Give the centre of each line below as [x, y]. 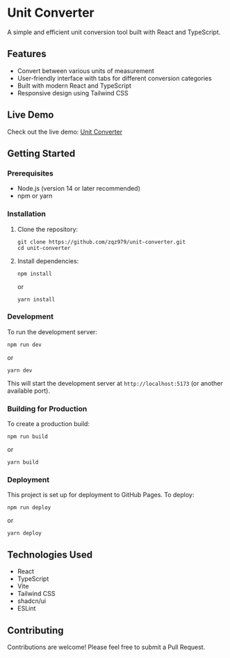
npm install [34, 274]
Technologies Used [50, 555]
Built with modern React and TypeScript [74, 86]
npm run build [28, 437]
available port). [29, 391]
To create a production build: [49, 424]
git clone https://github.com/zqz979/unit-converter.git [101, 242]
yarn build [23, 462]
